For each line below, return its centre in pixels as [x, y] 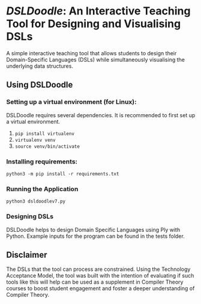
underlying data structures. [40, 66]
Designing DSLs [30, 216]
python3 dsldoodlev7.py [36, 202]
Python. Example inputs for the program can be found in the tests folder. [95, 236]
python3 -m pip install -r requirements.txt [63, 174]
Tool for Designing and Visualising [94, 24]
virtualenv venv [35, 140]
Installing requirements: [42, 162]
